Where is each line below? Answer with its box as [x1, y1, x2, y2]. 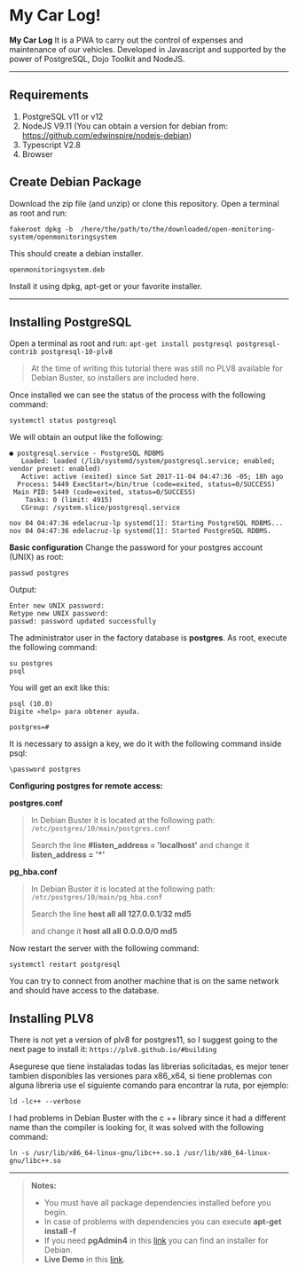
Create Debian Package [9, 175, 142, 190]
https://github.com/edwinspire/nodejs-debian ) [21, 130, 192, 140]
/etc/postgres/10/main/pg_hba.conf [30, 893, 163, 902]
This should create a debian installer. [9, 248, 144, 258]
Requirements [9, 88, 89, 103]
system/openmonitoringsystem [9, 232, 117, 241]
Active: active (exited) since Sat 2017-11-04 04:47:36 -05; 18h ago [20, 472, 284, 482]
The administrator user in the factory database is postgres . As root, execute [9, 633, 287, 643]
